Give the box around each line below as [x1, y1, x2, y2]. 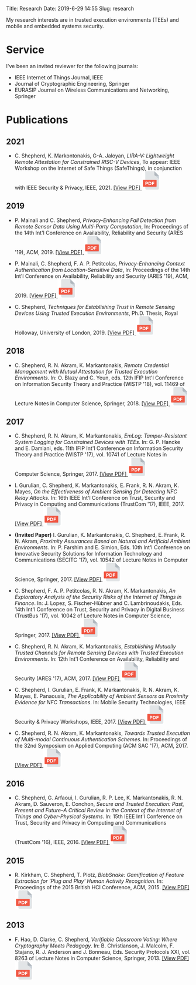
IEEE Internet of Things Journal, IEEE [14, 73, 104, 81]
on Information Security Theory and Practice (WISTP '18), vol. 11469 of [14, 380, 185, 387]
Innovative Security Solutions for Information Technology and [14, 550, 163, 557]
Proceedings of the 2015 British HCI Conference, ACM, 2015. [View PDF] [14, 884, 190, 890]
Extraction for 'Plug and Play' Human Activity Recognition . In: [14, 878, 163, 885]
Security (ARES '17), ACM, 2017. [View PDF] [14, 675, 120, 682]
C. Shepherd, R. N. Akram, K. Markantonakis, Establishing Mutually [14, 643, 177, 650]
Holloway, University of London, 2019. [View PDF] [14, 329, 135, 336]
